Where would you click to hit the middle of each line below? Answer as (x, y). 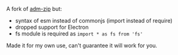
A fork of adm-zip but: (34, 9)
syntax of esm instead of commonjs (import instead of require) (94, 20)
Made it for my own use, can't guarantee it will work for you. (82, 46)
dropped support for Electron (52, 27)
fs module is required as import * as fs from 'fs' (79, 34)
